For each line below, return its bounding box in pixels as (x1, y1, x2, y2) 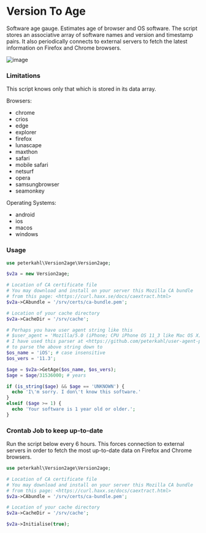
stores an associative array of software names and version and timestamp (6, 31, 193, 38)
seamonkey (15, 187, 45, 194)
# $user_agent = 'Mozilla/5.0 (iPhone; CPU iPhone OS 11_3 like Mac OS (6, 332, 193, 339)
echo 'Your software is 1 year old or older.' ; (12, 406, 136, 412)
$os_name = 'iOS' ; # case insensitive (6, 350, 105, 356)
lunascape (15, 142, 42, 149)
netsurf (15, 167, 34, 175)
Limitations (6, 71, 41, 80)
